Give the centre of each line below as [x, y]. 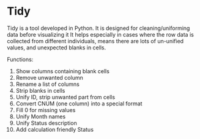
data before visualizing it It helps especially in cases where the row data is [101, 34]
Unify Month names [41, 116]
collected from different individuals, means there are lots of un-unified [95, 41]
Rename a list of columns [48, 84]
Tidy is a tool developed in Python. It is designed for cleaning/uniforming [98, 28]
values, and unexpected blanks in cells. [57, 48]
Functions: [20, 59]
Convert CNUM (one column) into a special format [79, 103]
